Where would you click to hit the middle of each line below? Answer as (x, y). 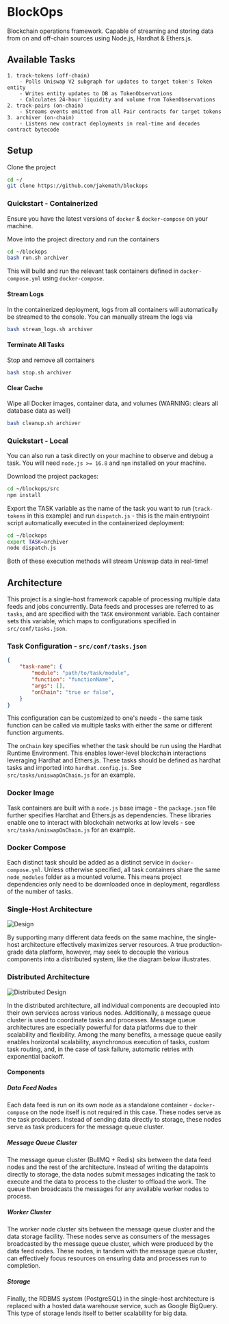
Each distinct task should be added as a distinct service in (89, 862)
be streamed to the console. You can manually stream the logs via (100, 317)
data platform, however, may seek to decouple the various (107, 952)
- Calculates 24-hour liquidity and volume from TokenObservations (117, 99)
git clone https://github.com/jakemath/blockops (78, 186)
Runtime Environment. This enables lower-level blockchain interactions (107, 753)
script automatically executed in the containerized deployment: (96, 522)
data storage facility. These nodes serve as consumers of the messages (109, 1237)
